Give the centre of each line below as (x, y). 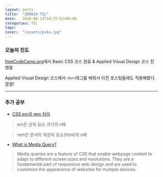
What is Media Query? (34, 144)
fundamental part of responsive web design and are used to (77, 164)
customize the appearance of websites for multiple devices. (77, 169)
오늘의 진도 (17, 50)
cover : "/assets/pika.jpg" (33, 32)
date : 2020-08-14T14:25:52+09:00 (41, 18)
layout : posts (19, 9)
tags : (10, 28)
